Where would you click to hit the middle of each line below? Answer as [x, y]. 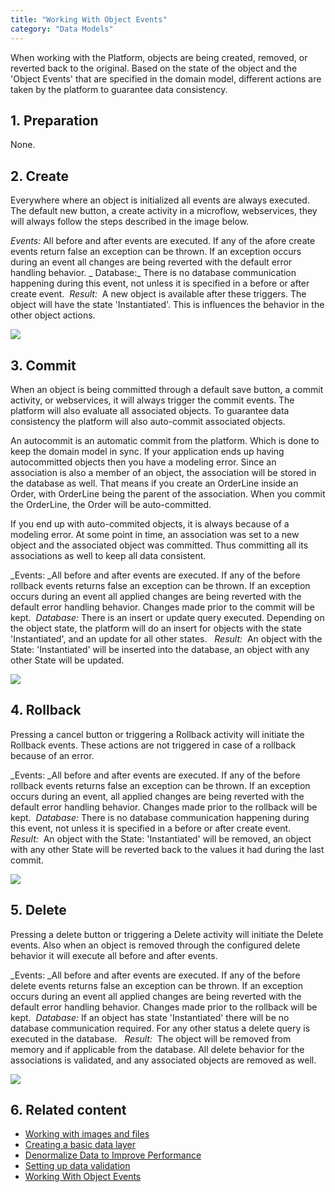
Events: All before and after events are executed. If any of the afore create [163, 241]
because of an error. [52, 755]
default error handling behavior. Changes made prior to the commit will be [162, 607]
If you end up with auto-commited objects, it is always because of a [150, 523]
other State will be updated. [67, 660]
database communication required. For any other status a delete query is [160, 1028]
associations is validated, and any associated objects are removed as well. [163, 1060]
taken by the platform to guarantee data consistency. [119, 89]
